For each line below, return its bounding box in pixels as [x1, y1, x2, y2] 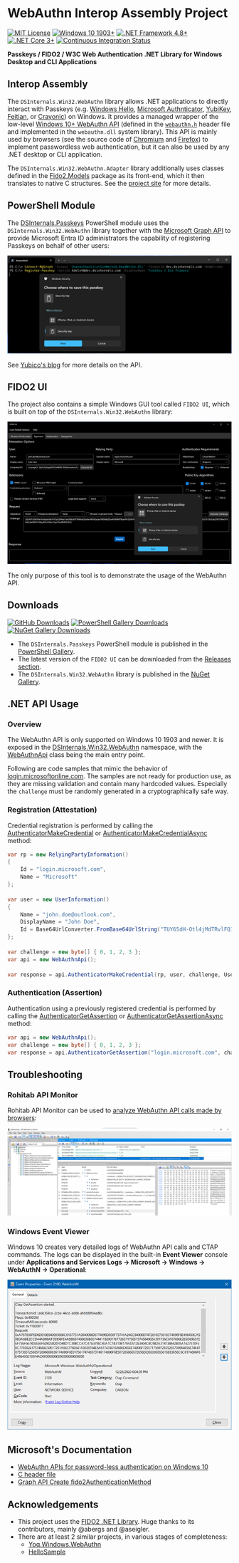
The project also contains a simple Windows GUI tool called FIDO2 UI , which [7, 400, 230, 409]
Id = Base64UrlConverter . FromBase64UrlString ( [20, 926, 161, 934]
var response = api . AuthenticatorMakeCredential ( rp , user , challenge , [7, 971, 221, 978]
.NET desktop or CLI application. [7, 150, 103, 158]
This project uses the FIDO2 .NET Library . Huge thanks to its [17, 1517, 195, 1526]
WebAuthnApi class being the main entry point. [7, 751, 146, 759]
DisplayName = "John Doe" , [20, 919, 100, 926]
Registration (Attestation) [7, 805, 97, 815]
